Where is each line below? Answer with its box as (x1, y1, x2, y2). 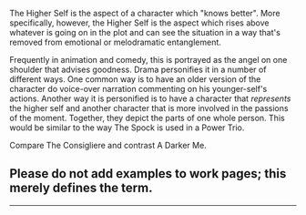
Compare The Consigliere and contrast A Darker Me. (9, 140, 207, 150)
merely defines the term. (9, 180, 153, 196)
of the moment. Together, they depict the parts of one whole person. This (9, 113, 285, 123)
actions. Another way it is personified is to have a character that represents (9, 93, 291, 104)
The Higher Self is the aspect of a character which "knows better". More (9, 8, 280, 18)
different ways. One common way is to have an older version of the (9, 74, 261, 85)
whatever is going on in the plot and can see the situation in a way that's (9, 27, 280, 37)
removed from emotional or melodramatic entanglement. (9, 36, 221, 47)
